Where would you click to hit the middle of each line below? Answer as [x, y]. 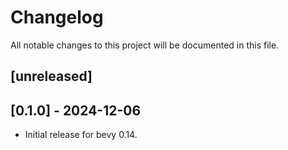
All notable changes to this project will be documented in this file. [145, 45]
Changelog [57, 17]
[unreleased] [51, 76]
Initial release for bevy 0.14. [81, 135]
